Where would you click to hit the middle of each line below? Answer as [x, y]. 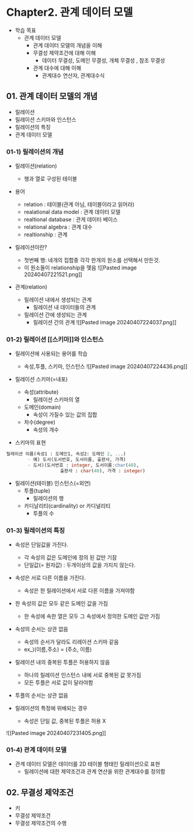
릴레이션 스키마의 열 [56, 400]
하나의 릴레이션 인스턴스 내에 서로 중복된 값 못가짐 [82, 675]
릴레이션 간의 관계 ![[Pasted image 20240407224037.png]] [105, 323]
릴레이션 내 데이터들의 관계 [64, 307]
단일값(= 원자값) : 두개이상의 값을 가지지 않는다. [80, 565]
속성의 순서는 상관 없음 [41, 629]
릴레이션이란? [31, 247]
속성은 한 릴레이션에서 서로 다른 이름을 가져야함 [79, 591]
